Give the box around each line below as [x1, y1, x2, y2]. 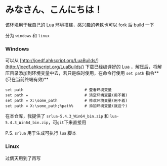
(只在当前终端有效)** [5, 76, 49, 83]
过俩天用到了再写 [5, 155, 41, 161]
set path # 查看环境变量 [5, 87, 112, 93]
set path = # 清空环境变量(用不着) [5, 93, 128, 98]
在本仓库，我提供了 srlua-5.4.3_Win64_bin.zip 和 [5, 113, 109, 119]
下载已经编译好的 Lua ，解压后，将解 [85, 64, 162, 70]
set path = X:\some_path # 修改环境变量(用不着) [5, 98, 128, 103]
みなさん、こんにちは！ [5, 4, 103, 16]
